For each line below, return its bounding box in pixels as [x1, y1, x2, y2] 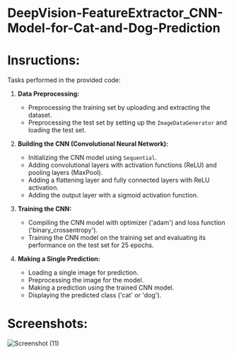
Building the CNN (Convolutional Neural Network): [17, 139, 168, 148]
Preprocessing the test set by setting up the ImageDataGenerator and [28, 118, 228, 127]
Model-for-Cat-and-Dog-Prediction [7, 20, 221, 36]
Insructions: [7, 52, 80, 69]
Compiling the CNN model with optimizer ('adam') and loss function [28, 218, 226, 227]
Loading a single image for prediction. [28, 268, 139, 277]
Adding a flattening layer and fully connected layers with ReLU [28, 176, 210, 185]
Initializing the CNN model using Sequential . [28, 154, 157, 162]
